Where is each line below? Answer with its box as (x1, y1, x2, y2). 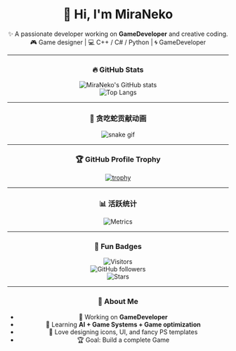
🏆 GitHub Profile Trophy (75, 155, 161, 165)
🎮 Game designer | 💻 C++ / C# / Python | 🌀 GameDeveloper (29, 38, 206, 46)
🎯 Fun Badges (94, 242, 142, 252)
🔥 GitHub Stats (92, 65, 144, 75)
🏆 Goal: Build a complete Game (77, 336, 170, 344)
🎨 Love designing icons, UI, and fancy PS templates (48, 327, 198, 336)
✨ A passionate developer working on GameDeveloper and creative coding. (8, 30, 228, 38)
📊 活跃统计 (99, 198, 137, 208)
